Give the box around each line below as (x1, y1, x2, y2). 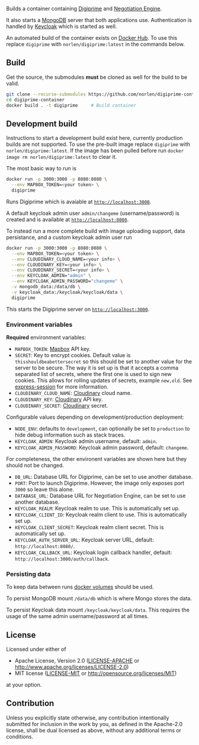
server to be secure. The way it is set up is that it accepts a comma (14, 364, 179, 371)
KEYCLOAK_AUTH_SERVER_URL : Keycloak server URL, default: (14, 536, 154, 543)
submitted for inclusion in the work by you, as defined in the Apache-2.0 (6, 720, 182, 727)
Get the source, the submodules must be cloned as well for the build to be (6, 74, 188, 81)
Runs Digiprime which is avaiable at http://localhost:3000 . (6, 198, 152, 205)
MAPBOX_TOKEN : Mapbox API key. (14, 345, 91, 352)
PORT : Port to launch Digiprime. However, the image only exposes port (14, 479, 185, 486)
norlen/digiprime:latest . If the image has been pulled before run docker (6, 147, 184, 154)
